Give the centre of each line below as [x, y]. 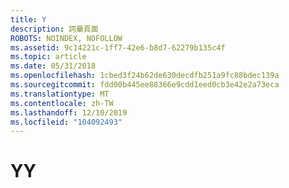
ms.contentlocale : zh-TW [62, 103]
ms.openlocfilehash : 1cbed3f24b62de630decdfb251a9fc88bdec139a [145, 76]
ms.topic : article [48, 57]
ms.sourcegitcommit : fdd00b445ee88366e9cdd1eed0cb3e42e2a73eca [145, 85]
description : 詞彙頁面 [54, 29]
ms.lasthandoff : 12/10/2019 [69, 112]
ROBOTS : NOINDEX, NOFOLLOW [66, 38]
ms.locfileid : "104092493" [66, 122]
